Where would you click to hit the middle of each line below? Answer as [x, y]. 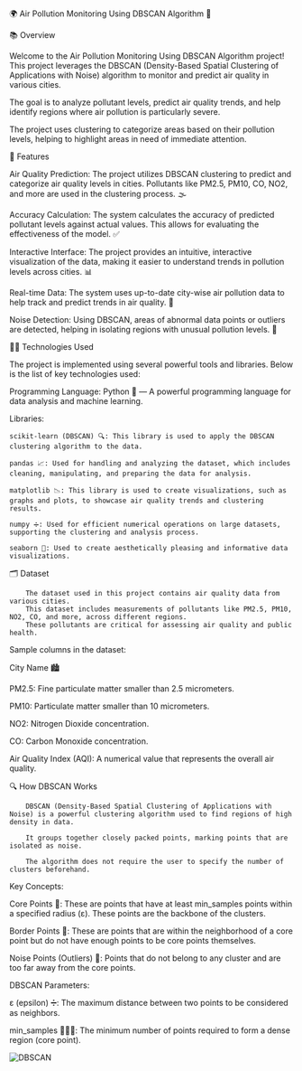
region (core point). [45, 1040]
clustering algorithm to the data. [76, 446]
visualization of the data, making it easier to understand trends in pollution [147, 262]
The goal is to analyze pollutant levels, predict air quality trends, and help [145, 102]
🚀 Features [29, 156]
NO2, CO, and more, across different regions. [98, 617]
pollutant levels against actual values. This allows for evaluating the [134, 224]
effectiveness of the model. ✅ [64, 234]
